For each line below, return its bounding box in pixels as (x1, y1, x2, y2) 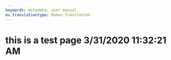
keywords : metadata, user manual (5, 7, 77, 13)
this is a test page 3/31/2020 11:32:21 (5, 34, 166, 46)
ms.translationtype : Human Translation (5, 12, 91, 17)
